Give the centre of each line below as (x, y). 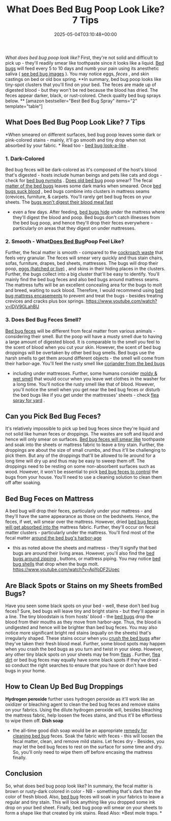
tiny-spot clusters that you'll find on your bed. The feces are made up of (81, 85)
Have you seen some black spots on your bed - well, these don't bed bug (82, 606)
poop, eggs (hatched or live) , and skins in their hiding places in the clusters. (85, 269)
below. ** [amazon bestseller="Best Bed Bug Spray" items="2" (71, 101)
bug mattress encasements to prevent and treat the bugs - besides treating (84, 296)
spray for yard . (29, 400)
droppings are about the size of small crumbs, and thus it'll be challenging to (85, 450)
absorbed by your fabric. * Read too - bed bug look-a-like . (67, 145)
